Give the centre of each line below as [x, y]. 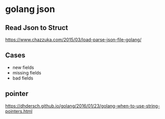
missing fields [27, 72]
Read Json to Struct [37, 28]
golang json [30, 9]
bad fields [23, 78]
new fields [23, 67]
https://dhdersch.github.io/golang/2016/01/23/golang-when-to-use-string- [83, 105]
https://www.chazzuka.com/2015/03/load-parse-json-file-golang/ [73, 39]
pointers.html [19, 111]
